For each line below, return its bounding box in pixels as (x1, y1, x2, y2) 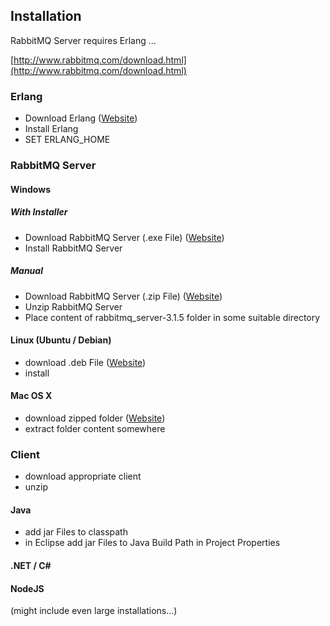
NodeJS (10, 582, 45, 594)
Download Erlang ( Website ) (24, 112, 138, 124)
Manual (10, 265, 43, 277)
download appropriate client (24, 470, 142, 483)
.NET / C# (10, 560, 52, 572)
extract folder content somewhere (24, 422, 166, 434)
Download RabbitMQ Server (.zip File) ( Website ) (24, 290, 223, 302)
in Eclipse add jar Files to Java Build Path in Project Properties (24, 537, 281, 549)
